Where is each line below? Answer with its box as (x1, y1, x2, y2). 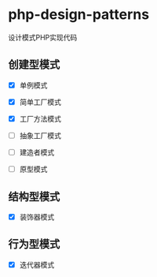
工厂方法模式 (19, 114, 61, 123)
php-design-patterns (8, 6, 150, 24)
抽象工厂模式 (19, 130, 61, 140)
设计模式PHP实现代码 (8, 32, 78, 42)
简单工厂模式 (19, 97, 61, 107)
